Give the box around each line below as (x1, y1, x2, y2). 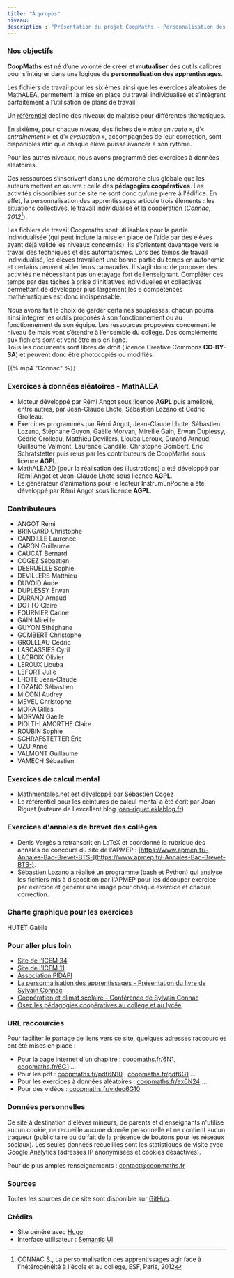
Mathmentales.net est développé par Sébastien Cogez (17, 790, 174, 799)
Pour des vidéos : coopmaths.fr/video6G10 (17, 1085, 141, 1093)
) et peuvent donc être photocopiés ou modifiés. (15, 350, 155, 359)
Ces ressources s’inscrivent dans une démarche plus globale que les (7, 174, 205, 182)
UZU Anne (17, 742, 47, 750)
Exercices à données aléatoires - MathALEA (7, 382, 159, 391)
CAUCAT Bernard (17, 549, 68, 557)
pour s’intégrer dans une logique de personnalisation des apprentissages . (7, 69, 224, 77)
